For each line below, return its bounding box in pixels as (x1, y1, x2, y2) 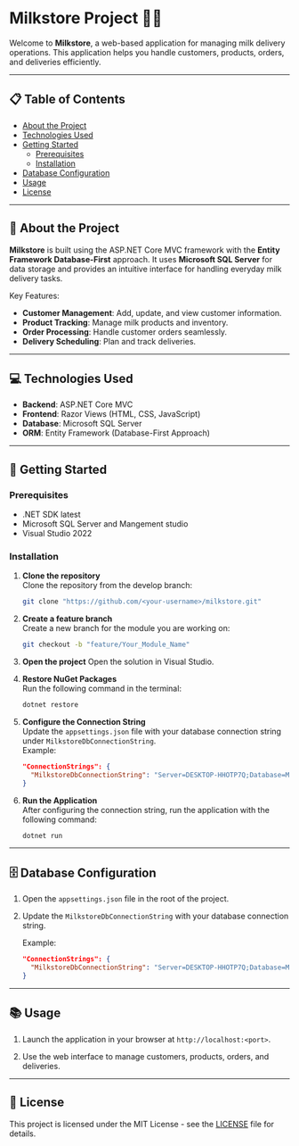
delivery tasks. (9, 272, 63, 284)
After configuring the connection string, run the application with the (21, 804, 270, 815)
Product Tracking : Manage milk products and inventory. (21, 317, 229, 328)
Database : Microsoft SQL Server (21, 419, 142, 429)
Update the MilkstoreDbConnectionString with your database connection (21, 910, 289, 922)
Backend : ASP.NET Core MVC (21, 399, 133, 410)
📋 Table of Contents (9, 92, 126, 107)
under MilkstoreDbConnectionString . (21, 735, 157, 746)
